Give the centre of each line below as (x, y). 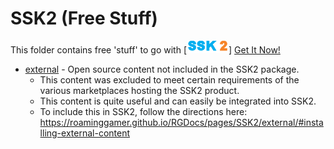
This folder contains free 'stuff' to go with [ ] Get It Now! (145, 49)
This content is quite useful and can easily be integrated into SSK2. (178, 101)
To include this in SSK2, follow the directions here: (143, 111)
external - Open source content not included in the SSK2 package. (162, 69)
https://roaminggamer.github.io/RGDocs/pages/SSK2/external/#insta (181, 122)
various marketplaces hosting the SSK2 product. (139, 90)
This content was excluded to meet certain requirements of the (169, 79)
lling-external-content (85, 133)
